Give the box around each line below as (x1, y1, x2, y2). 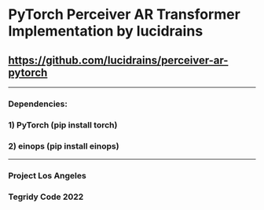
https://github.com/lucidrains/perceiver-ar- (8, 53, 229, 67)
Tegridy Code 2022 (8, 191, 84, 202)
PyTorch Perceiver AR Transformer (8, 6, 241, 24)
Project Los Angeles (8, 171, 86, 182)
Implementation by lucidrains (8, 22, 203, 40)
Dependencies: (8, 98, 68, 109)
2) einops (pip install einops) (8, 140, 119, 151)
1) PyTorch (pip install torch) (8, 120, 118, 131)
